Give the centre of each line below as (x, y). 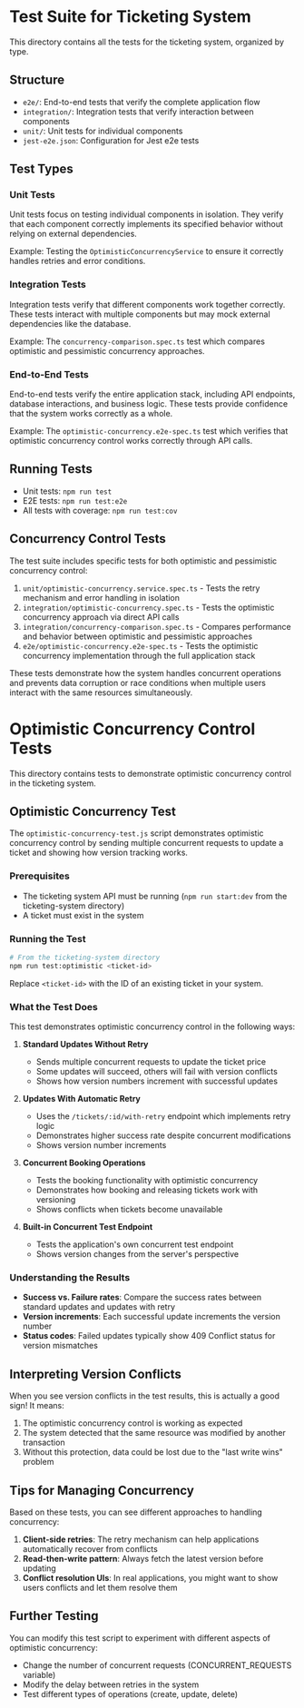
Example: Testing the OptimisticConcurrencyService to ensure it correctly (147, 251)
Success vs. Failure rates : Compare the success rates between (142, 1297)
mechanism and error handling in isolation (101, 597)
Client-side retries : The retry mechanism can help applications (141, 1539)
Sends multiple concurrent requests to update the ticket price (151, 1062)
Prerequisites (39, 876)
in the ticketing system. (53, 783)
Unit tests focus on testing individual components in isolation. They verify (147, 214)
